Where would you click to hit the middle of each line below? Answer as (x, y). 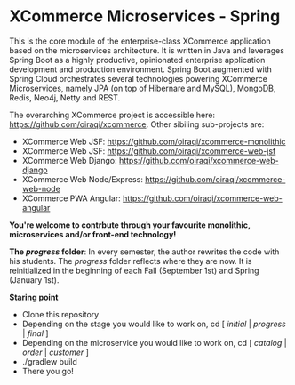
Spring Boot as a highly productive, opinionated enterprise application (137, 60)
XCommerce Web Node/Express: (83, 179)
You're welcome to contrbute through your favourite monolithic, (130, 225)
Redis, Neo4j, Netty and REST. (65, 97)
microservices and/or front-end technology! (93, 234)
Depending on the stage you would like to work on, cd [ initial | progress (154, 324)
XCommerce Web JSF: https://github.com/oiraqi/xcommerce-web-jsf (149, 151)
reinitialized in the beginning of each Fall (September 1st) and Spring (134, 270)
